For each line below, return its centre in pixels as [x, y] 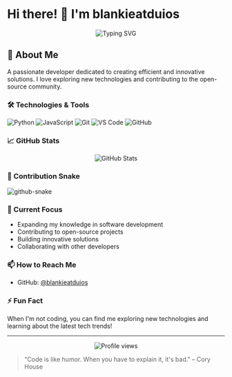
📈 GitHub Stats [33, 140]
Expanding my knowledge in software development [90, 224]
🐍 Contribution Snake [44, 176]
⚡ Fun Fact [25, 301]
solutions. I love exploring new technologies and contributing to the [103, 79]
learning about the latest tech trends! [60, 326]
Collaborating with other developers [68, 246]
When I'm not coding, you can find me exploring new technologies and [108, 318]
